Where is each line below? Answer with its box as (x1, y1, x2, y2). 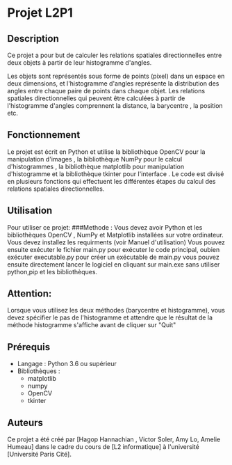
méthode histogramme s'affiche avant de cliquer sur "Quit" (7, 321, 176, 329)
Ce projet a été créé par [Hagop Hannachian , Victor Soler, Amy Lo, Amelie (7, 435, 221, 443)
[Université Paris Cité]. (7, 450, 72, 459)
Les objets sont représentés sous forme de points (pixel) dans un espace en (7, 72, 225, 80)
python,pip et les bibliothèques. (7, 267, 98, 276)
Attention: (7, 287, 52, 300)
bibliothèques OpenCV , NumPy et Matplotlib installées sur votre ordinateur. (7, 230, 224, 239)
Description (7, 33, 59, 45)
